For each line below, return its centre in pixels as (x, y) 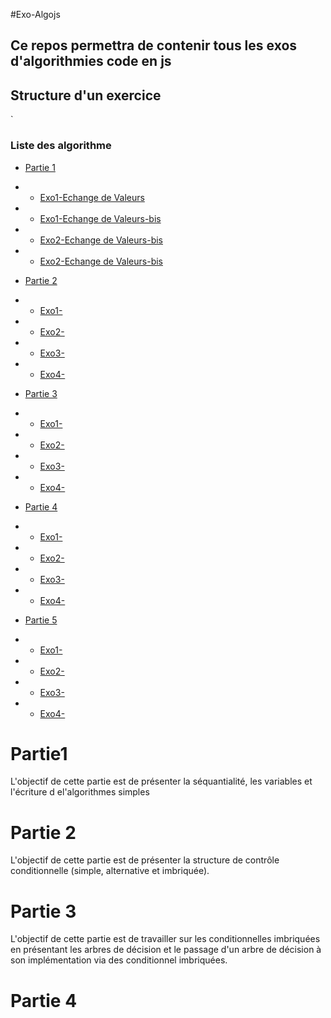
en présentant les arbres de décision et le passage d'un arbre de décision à (166, 950)
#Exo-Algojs (35, 14)
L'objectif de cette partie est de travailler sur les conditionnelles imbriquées (165, 939)
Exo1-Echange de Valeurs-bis (100, 218)
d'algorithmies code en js (91, 61)
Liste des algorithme (61, 146)
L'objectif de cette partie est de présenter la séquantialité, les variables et (161, 781)
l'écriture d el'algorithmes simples (80, 792)
